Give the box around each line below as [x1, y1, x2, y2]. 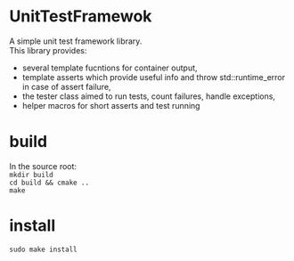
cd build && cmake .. [9, 178, 90, 187]
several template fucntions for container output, [21, 62, 198, 73]
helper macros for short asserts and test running [21, 100, 200, 110]
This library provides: [9, 45, 87, 55]
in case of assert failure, [21, 81, 111, 92]
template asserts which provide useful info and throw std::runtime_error [21, 71, 285, 82]
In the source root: [9, 160, 78, 171]
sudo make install [9, 245, 78, 254]
